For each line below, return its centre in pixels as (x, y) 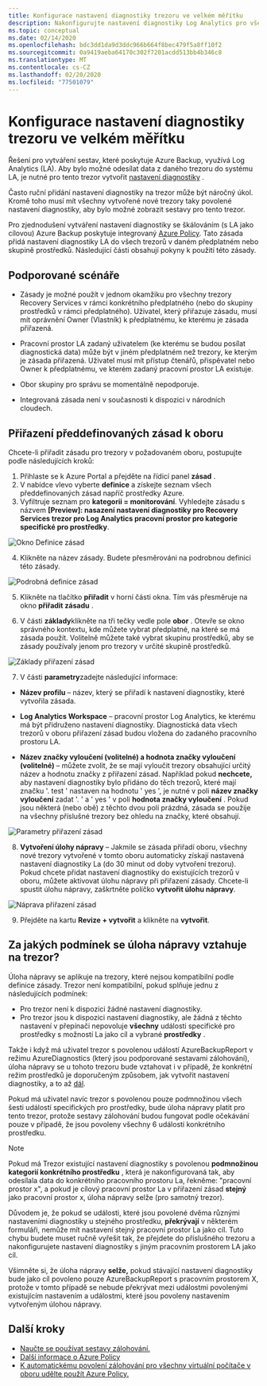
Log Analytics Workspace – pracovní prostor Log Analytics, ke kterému (137, 716)
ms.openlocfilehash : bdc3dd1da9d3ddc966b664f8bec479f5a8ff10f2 (115, 45)
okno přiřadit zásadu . (56, 606)
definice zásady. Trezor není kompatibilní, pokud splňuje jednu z (113, 985)
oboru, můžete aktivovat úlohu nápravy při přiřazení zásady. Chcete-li (134, 881)
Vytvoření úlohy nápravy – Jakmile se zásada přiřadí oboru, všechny (133, 847)
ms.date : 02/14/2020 (43, 38)
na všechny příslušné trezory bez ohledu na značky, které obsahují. (130, 817)
